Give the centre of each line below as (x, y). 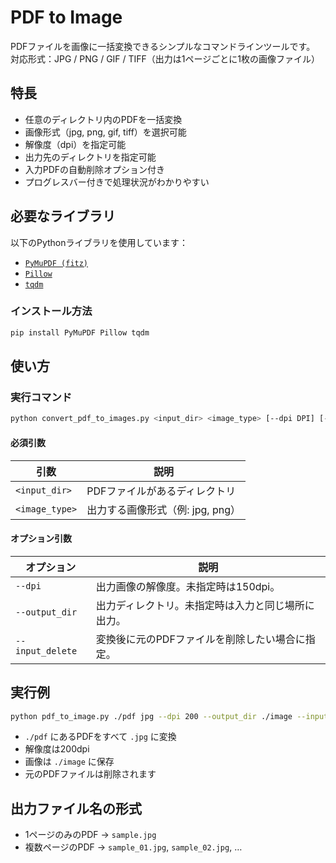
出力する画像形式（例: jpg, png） (163, 509)
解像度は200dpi (57, 749)
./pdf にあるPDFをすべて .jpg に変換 (100, 737)
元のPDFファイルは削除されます (90, 774)
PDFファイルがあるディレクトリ (161, 491)
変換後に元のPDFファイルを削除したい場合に (200, 639)
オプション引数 (41, 538)
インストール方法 (51, 311)
